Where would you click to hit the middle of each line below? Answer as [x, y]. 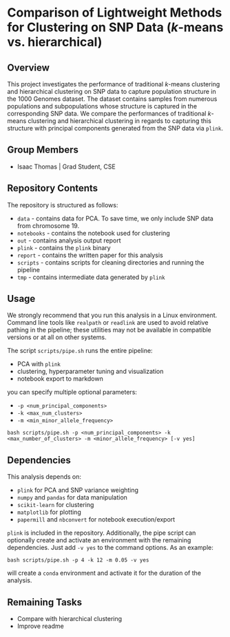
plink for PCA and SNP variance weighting [78, 490]
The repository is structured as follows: [63, 205]
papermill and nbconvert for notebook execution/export [96, 520]
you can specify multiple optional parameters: [72, 392]
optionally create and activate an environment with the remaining [99, 540]
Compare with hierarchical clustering [70, 619]
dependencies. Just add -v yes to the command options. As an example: [110, 548]
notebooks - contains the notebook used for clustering [93, 233]
